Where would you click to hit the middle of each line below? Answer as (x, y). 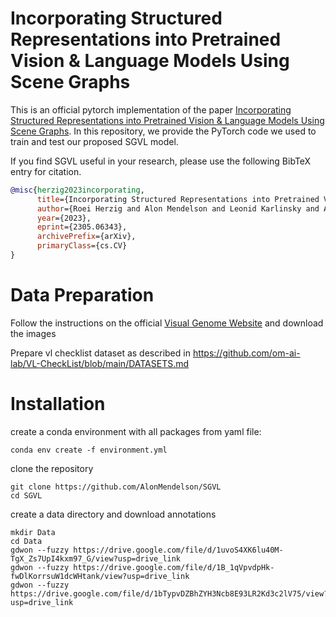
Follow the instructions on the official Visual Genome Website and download (167, 323)
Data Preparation (82, 295)
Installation (58, 404)
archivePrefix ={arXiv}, (86, 237)
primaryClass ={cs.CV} (82, 246)
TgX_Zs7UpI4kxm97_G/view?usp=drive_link (96, 558)
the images (33, 333)
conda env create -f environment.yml (89, 450)
